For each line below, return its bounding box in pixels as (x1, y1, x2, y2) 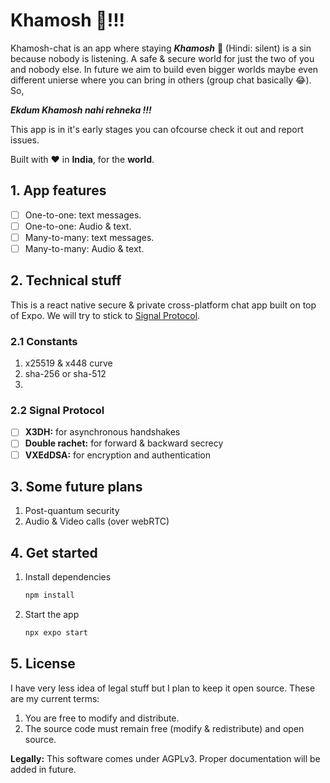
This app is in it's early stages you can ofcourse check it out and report (10, 123, 304, 135)
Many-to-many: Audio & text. (24, 242, 145, 254)
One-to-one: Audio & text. (24, 220, 132, 232)
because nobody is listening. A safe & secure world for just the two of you (10, 52, 315, 64)
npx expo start (24, 628, 89, 638)
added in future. (10, 763, 77, 775)
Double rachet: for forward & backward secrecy (24, 437, 224, 449)
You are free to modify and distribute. (24, 712, 180, 724)
